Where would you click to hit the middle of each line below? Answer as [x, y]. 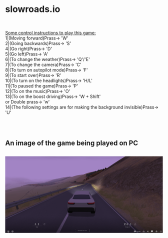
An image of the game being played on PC [72, 143]
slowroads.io [33, 9]
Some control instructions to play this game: [50, 32]
